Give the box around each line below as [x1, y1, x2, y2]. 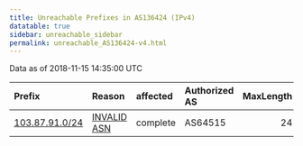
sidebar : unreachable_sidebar [9, 30, 124, 39]
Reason [91, 90, 125, 103]
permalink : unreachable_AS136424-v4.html [9, 38, 168, 48]
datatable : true [9, 22, 70, 31]
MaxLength [242, 90, 293, 103]
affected [135, 90, 173, 103]
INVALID [91, 111, 128, 123]
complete [135, 116, 176, 129]
